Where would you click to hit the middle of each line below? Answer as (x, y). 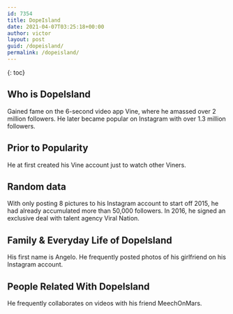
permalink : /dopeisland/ (43, 53)
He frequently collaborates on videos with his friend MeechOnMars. (105, 303)
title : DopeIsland (34, 20)
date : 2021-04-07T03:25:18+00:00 (56, 27)
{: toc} (16, 72)
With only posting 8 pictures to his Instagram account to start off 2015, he (113, 204)
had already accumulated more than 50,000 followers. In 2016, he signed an (116, 211)
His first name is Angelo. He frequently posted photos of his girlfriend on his (117, 257)
